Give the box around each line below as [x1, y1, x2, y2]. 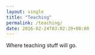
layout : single [6, 8, 44, 15]
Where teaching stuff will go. [6, 42, 78, 49]
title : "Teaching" [6, 14, 52, 20]
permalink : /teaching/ [6, 20, 63, 26]
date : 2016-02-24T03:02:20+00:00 [6, 25, 90, 32]
